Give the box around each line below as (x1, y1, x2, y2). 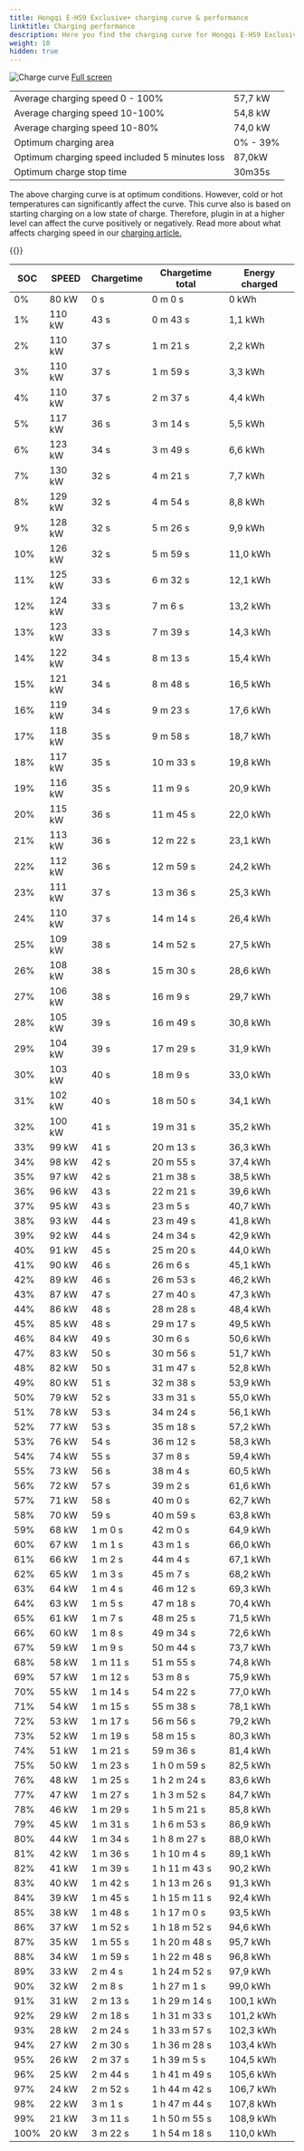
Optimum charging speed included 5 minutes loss (14, 151, 225, 164)
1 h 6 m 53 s (151, 1818, 206, 1830)
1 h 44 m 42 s (151, 2083, 213, 2096)
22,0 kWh (228, 808, 271, 821)
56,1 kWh (228, 1406, 271, 1418)
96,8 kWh (228, 1951, 271, 1964)
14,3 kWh (228, 626, 271, 639)
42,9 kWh (228, 1229, 271, 1242)
